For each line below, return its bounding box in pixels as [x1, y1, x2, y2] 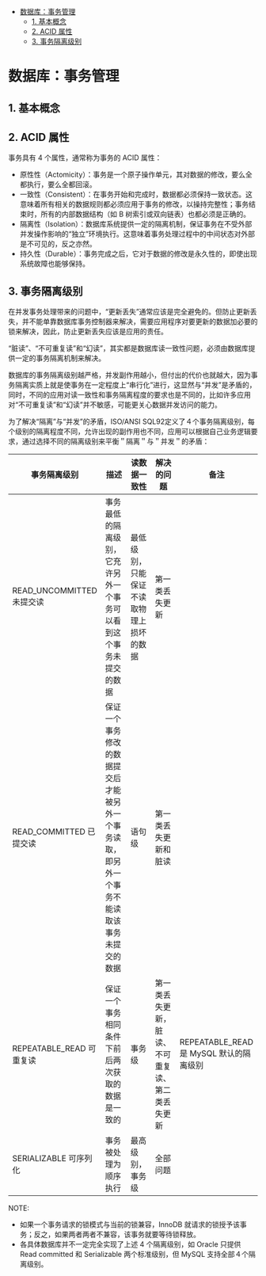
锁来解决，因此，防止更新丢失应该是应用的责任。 [8, 327, 168, 337]
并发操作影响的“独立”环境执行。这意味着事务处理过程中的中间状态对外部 [19, 229, 256, 239]
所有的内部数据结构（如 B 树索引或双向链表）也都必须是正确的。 [40, 209, 251, 219]
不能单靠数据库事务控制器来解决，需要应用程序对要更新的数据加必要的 [28, 317, 258, 326]
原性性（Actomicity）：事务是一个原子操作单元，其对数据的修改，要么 [19, 169, 246, 180]
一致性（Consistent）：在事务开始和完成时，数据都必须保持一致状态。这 [19, 189, 253, 200]
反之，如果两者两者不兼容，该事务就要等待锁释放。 [33, 1230, 200, 1240]
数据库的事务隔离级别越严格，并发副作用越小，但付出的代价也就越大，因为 [8, 371, 251, 380]
